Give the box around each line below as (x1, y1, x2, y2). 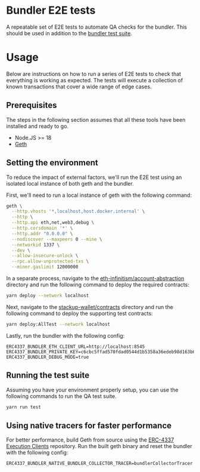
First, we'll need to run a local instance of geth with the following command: (6, 192, 192, 199)
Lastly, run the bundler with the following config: (6, 332, 125, 339)
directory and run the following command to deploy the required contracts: (6, 281, 189, 288)
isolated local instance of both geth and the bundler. (6, 180, 134, 187)
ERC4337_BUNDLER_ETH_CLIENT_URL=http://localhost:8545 (6, 344, 145, 350)
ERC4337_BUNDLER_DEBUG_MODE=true (6, 354, 89, 360)
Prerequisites (6, 100, 57, 110)
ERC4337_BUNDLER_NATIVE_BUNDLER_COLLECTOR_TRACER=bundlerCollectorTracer (6, 461, 193, 467)
